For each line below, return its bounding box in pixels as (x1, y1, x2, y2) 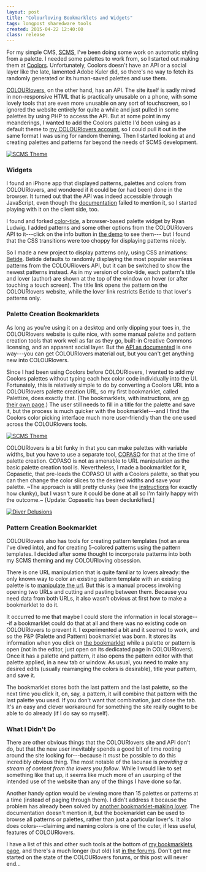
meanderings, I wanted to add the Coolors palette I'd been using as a (6, 119, 181, 126)
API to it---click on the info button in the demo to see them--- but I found (6, 230, 191, 238)
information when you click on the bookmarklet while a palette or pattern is (6, 639, 196, 646)
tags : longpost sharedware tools (6, 20, 92, 26)
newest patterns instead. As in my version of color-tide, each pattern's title (6, 268, 196, 276)
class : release (6, 32, 45, 38)
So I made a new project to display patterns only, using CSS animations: (6, 249, 188, 256)
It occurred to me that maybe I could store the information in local (6, 613, 172, 621)
